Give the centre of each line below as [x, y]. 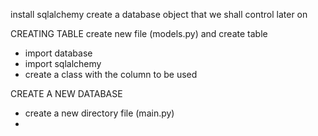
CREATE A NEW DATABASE [66, 93]
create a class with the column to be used [111, 74]
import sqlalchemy [63, 63]
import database [58, 53]
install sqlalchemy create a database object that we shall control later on [159, 14]
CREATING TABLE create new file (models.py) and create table [139, 33]
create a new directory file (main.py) [99, 113]
